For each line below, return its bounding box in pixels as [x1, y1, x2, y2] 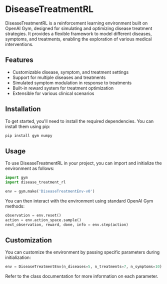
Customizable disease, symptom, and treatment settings [12, 69, 129, 75]
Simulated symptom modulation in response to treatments [12, 79, 132, 85]
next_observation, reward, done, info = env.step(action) [5, 222, 128, 227]
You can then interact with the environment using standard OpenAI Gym [5, 197, 153, 203]
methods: [5, 203, 25, 209]
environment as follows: [5, 165, 54, 171]
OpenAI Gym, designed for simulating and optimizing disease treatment [5, 25, 152, 31]
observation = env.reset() [5, 212, 61, 218]
